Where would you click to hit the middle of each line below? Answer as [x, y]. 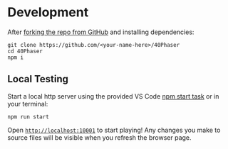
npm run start [28, 117]
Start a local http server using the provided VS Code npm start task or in [113, 96]
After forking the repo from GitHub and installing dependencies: [101, 32]
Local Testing [38, 79]
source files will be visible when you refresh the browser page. [99, 137]
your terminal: [28, 104]
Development [48, 12]
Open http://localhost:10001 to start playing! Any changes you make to [114, 130]
